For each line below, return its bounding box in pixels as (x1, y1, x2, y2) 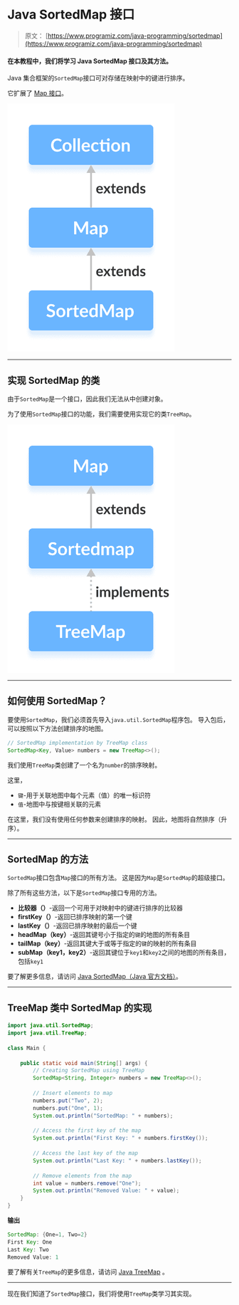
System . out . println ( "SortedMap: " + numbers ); (33, 1112, 174, 1119)
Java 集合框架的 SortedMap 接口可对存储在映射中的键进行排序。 (7, 74, 189, 83)
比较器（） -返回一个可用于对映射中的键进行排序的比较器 (17, 903, 184, 912)
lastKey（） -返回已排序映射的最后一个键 (17, 921, 137, 930)
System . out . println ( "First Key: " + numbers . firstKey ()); (33, 1135, 208, 1142)
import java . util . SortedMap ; (7, 1022, 94, 1029)
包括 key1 (17, 957, 44, 965)
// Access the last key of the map (33, 1150, 139, 1157)
